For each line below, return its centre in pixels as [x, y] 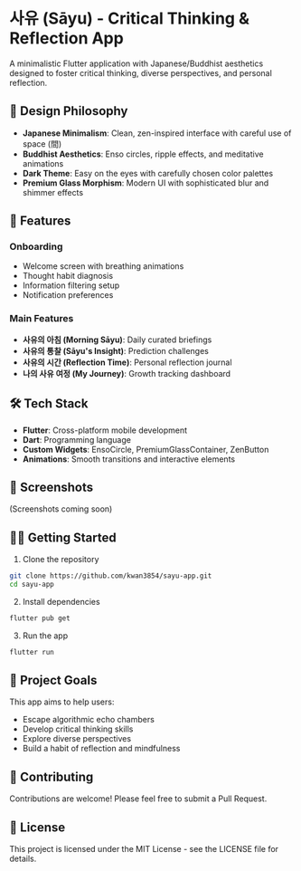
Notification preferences [68, 295]
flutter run [32, 652]
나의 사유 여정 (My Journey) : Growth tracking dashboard [127, 373]
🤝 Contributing [52, 776]
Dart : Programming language [76, 439]
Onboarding [36, 247]
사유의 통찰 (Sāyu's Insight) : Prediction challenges [116, 350]
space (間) [42, 144]
